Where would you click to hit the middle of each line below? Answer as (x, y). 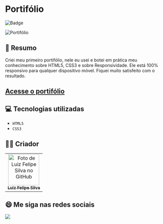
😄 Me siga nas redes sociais (50, 205)
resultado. (15, 76)
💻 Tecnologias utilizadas (45, 109)
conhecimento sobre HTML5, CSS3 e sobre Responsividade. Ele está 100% (82, 65)
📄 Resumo (21, 48)
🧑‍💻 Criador (22, 144)
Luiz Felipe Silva (24, 188)
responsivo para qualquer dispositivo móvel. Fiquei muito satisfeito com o (80, 70)
